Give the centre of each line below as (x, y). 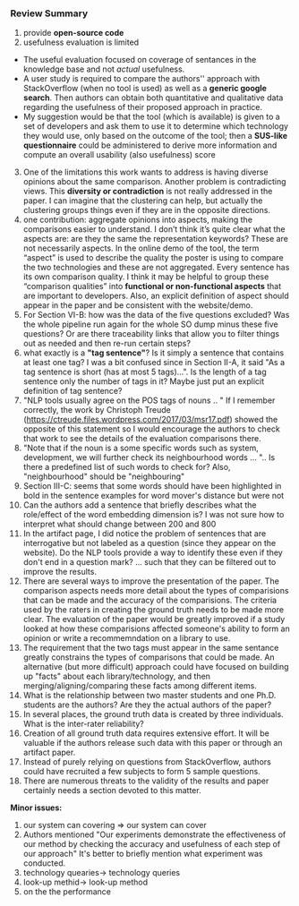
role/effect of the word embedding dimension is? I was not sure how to (154, 515)
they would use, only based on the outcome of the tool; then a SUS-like (155, 136)
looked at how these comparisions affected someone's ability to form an (156, 628)
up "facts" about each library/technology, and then (117, 676)
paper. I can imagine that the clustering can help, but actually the (143, 201)
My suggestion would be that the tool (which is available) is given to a (151, 117)
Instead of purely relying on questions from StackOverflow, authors (147, 762)
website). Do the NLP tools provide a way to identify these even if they (153, 552)
